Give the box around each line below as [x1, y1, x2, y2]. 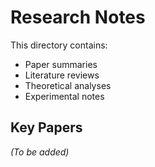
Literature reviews [24, 69, 100, 81]
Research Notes [10, 6, 146, 29]
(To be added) [10, 146, 70, 158]
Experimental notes [24, 90, 105, 102]
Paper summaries [24, 58, 98, 70]
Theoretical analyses [24, 79, 112, 91]
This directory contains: [10, 39, 108, 51]
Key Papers [10, 119, 83, 136]
